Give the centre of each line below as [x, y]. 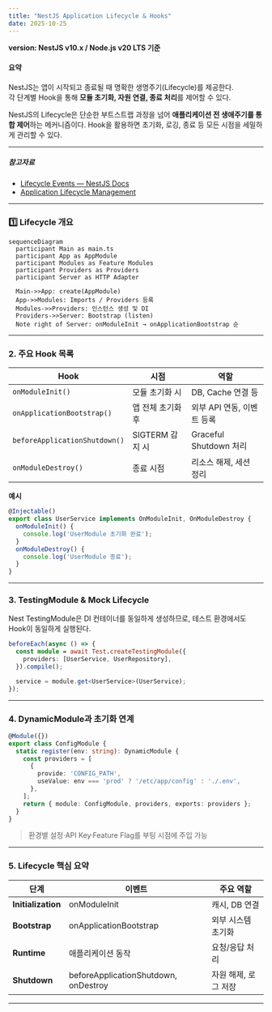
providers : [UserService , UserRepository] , [98, 660]
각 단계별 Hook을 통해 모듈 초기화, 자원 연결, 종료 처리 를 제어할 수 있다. [120, 97]
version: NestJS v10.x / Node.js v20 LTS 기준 [85, 47]
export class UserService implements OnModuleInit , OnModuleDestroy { [130, 519]
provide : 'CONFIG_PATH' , [79, 774]
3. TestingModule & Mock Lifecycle [79, 600]
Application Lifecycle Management [78, 192]
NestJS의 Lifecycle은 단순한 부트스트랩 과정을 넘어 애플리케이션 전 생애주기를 [131, 114]
